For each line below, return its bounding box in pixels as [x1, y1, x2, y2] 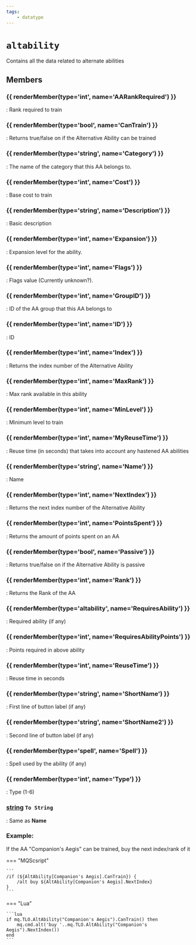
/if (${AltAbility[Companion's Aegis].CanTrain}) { [6, 873, 137, 879]
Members [6, 75, 43, 85]
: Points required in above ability [6, 646, 85, 653]
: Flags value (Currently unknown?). [6, 277, 93, 284]
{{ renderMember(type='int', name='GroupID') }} [6, 292, 151, 300]
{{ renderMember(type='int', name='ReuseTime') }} [6, 661, 159, 670]
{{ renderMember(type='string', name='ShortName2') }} [6, 718, 174, 726]
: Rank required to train [6, 106, 62, 113]
